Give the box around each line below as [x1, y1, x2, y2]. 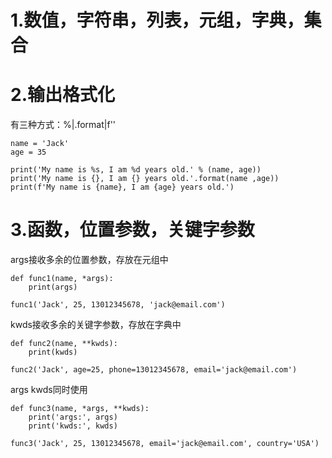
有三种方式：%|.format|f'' [10, 119, 117, 131]
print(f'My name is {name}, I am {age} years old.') [10, 182, 235, 193]
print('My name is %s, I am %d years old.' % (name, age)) [10, 165, 262, 175]
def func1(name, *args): [10, 274, 114, 284]
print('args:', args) [28, 412, 118, 423]
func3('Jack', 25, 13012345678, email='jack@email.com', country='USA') [10, 439, 320, 449]
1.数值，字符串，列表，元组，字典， [10, 9, 305, 32]
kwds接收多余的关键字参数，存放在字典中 [10, 319, 182, 331]
